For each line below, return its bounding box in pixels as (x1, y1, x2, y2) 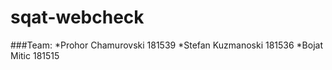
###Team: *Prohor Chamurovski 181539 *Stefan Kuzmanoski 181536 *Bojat (10, 39, 324, 51)
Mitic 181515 (10, 49, 60, 61)
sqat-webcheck (10, 6, 145, 29)
